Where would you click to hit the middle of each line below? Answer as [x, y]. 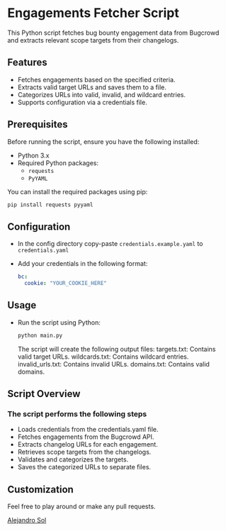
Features [27, 63]
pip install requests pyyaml [50, 205]
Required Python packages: [58, 163]
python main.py [40, 335]
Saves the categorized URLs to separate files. [84, 467]
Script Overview [44, 394]
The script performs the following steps [77, 414]
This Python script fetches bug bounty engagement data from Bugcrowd [113, 33]
